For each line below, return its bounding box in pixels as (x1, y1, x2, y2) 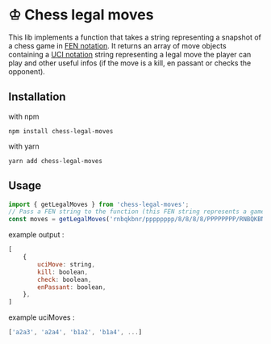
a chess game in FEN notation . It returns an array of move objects (8, 40, 227, 50)
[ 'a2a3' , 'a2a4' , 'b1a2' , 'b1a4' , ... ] (8, 329, 143, 337)
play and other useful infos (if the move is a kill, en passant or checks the (8, 58, 252, 68)
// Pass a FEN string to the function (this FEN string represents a (8, 208, 248, 216)
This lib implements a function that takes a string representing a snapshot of (8, 32, 262, 42)
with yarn (8, 141, 40, 151)
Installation (8, 90, 66, 104)
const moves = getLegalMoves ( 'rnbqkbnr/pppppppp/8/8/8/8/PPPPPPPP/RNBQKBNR (8, 216, 269, 224)
